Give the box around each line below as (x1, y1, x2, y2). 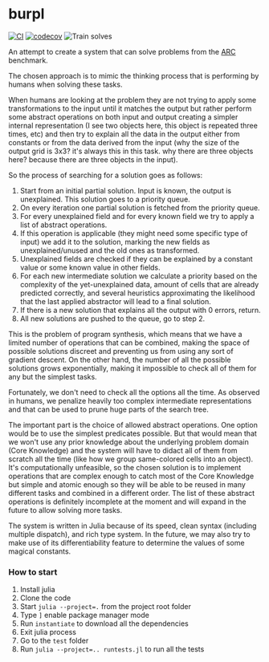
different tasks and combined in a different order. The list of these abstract (8, 488, 255, 498)
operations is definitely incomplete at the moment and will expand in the (8, 497, 247, 506)
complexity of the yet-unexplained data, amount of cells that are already (19, 279, 259, 289)
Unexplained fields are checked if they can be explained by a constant (19, 254, 253, 263)
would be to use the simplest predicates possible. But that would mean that (8, 428, 257, 438)
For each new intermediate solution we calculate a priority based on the (19, 270, 258, 281)
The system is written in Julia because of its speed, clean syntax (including (8, 521, 257, 530)
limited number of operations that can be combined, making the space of (8, 338, 251, 347)
